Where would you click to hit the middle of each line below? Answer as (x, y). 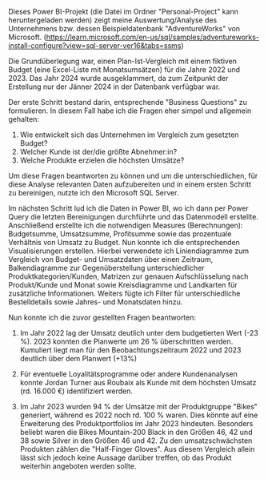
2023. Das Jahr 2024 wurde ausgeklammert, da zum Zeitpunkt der (118, 78)
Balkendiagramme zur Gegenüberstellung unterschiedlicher (107, 268)
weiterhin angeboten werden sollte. (78, 466)
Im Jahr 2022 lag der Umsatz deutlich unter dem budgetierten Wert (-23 (139, 333)
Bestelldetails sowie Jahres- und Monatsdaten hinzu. (96, 302)
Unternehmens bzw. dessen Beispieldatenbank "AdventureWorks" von (124, 28)
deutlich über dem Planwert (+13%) (78, 358)
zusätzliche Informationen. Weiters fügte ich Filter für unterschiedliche (124, 293)
